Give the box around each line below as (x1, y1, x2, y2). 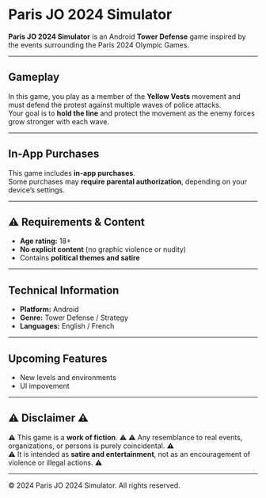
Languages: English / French (19, 321, 115, 331)
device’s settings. (8, 184, 65, 195)
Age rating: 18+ (19, 236, 71, 246)
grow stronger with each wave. (8, 116, 109, 126)
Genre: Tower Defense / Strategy (19, 313, 129, 322)
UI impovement (19, 382, 70, 390)
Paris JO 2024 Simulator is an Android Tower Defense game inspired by (8, 32, 247, 41)
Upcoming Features (8, 352, 108, 365)
